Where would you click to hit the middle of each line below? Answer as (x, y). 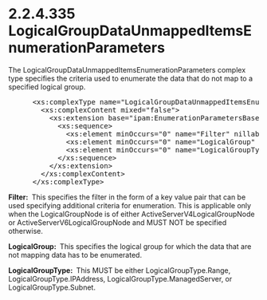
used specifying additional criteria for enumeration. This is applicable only (130, 205)
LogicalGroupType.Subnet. (52, 287)
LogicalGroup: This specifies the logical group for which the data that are (130, 246)
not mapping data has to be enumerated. (75, 255)
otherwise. (26, 231)
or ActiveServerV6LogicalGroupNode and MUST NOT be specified (118, 222)
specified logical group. (47, 87)
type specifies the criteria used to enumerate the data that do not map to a (131, 78)
